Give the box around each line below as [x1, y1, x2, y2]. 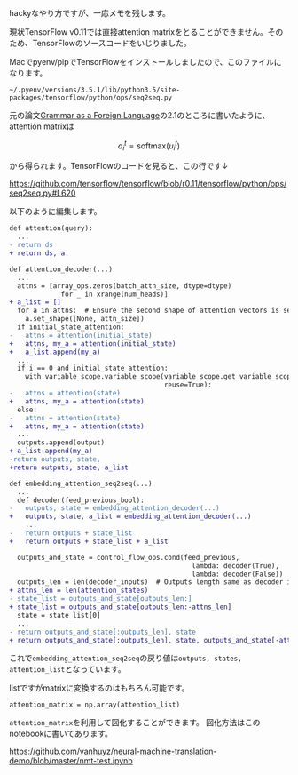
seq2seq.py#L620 [9, 188, 76, 198]
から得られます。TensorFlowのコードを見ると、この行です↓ [9, 161, 229, 172]
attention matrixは [9, 121, 75, 132]
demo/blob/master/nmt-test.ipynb [9, 755, 133, 766]
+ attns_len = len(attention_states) [9, 586, 149, 595]
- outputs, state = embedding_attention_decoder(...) [9, 504, 220, 513]
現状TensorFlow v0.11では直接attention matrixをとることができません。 [9, 27, 269, 37]
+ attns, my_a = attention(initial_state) [9, 339, 176, 348]
